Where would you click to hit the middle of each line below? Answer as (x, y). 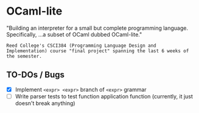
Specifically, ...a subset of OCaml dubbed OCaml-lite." (74, 34)
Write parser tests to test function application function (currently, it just (104, 96)
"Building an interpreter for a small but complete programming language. (97, 28)
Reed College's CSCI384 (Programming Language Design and (81, 46)
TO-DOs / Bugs (36, 75)
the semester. (24, 56)
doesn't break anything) (45, 103)
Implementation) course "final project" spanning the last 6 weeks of (98, 51)
